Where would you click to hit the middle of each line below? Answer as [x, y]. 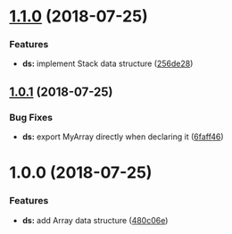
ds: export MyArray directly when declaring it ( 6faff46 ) [123, 137]
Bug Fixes [31, 117]
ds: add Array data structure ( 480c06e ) [95, 220]
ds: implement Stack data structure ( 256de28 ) [108, 63]
